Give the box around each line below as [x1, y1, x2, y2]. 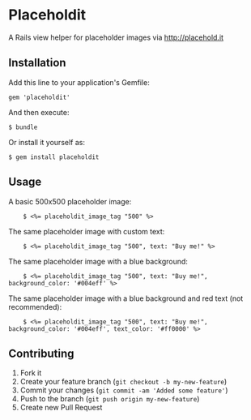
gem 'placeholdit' [8, 93, 70, 101]
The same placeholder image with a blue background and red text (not [8, 294, 244, 303]
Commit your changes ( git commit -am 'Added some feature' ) [19, 385, 228, 395]
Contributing [8, 346, 74, 360]
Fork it [19, 368, 42, 378]
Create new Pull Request [19, 403, 103, 413]
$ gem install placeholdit [8, 152, 100, 161]
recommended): [8, 302, 62, 311]
